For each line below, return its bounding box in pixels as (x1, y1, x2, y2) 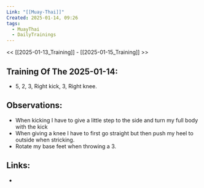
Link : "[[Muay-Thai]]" (6, 9, 65, 15)
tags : (6, 20, 20, 26)
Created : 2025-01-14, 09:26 (6, 15, 79, 21)
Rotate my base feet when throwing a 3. (15, 142, 117, 150)
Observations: (6, 100, 63, 111)
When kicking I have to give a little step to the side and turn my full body (15, 116, 198, 124)
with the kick (15, 123, 48, 130)
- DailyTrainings (12, 32, 57, 38)
